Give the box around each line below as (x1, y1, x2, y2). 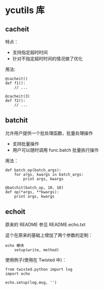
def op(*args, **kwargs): (5, 189, 59, 194)
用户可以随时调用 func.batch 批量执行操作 (12, 147, 99, 153)
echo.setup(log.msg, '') (5, 280, 57, 285)
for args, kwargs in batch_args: (14, 172, 84, 177)
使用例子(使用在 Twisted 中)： (5, 256, 66, 263)
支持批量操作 (12, 141, 39, 147)
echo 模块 (5, 243, 24, 248)
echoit (5, 207, 26, 216)
